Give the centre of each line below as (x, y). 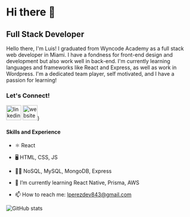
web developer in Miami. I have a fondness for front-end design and (90, 55)
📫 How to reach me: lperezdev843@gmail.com (73, 194)
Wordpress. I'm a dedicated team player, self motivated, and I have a (90, 74)
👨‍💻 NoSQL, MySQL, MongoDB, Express (63, 171)
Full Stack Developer (45, 34)
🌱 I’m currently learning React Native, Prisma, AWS (77, 182)
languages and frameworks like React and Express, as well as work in (91, 67)
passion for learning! (32, 80)
